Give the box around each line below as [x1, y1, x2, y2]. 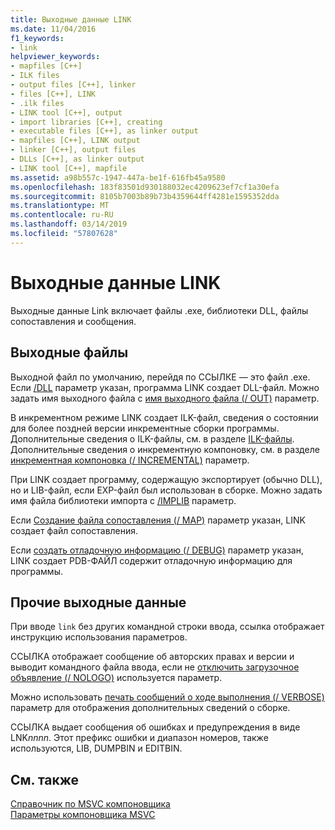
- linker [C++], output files [10, 145, 137, 155]
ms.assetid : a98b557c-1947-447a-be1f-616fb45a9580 [10, 172, 226, 183]
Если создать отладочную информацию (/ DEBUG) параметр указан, [10, 544, 304, 556]
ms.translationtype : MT [10, 201, 110, 211]
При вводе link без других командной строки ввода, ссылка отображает [10, 621, 325, 633]
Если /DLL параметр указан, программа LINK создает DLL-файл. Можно [10, 381, 320, 393]
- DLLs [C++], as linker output [10, 154, 145, 164]
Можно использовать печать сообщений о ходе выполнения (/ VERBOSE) [10, 691, 325, 703]
